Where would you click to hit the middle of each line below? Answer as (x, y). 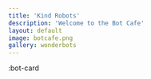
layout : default (35, 30)
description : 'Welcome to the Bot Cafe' (77, 23)
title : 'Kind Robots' (44, 16)
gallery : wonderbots (43, 45)
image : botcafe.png (41, 38)
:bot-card (24, 68)
